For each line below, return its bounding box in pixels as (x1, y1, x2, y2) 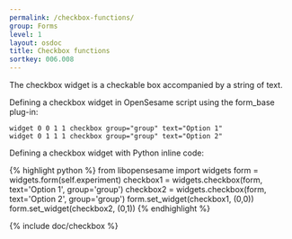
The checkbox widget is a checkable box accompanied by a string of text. (9, 80, 283, 90)
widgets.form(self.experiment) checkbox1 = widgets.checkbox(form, (9, 174, 263, 185)
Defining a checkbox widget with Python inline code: (9, 147, 205, 158)
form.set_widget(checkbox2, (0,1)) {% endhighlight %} (9, 203, 211, 214)
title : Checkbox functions (9, 47, 111, 56)
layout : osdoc (9, 38, 63, 48)
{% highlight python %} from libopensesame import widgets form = (9, 165, 259, 175)
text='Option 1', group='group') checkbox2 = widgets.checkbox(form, (9, 184, 267, 194)
